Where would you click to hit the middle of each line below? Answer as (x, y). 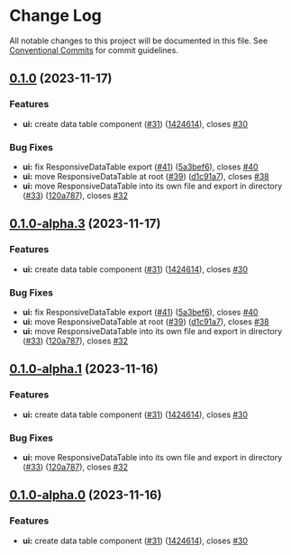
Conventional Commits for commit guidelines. (94, 50)
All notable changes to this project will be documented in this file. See (139, 41)
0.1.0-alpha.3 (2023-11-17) (85, 224)
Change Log (55, 16)
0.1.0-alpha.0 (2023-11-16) (86, 495)
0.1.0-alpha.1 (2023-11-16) (84, 369)
